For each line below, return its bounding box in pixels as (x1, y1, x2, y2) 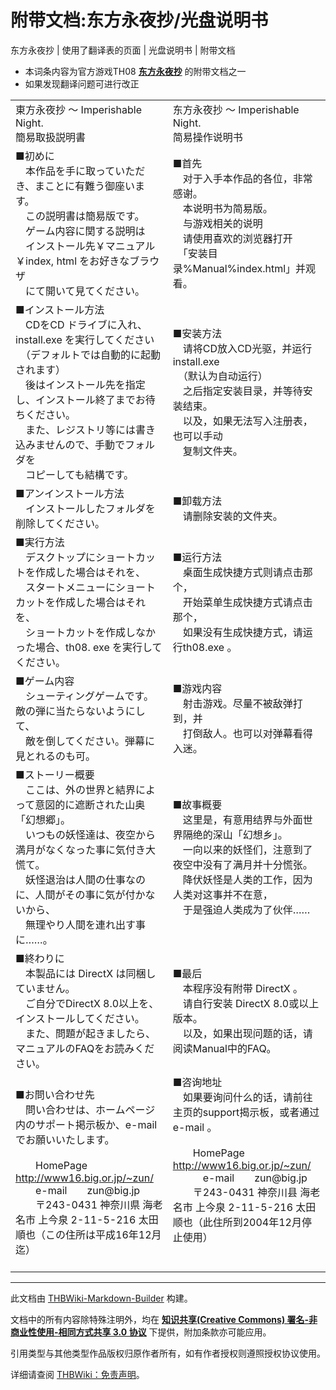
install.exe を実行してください (15, 332, 155, 346)
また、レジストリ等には (25, 422, 137, 436)
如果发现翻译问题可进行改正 (24, 77, 140, 90)
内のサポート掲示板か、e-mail (15, 1117, 158, 1131)
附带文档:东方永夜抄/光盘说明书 (10, 9, 269, 32)
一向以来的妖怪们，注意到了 (182, 842, 313, 856)
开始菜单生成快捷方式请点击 (182, 595, 313, 609)
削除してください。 (15, 516, 106, 530)
